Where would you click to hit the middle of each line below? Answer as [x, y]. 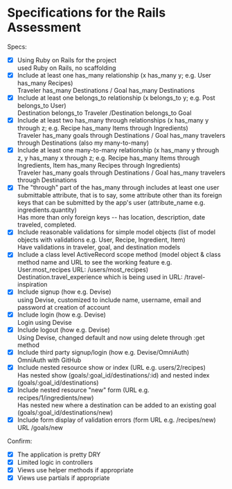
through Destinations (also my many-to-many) [83, 143]
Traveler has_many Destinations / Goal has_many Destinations [106, 91]
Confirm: [20, 441]
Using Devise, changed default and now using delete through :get [111, 337]
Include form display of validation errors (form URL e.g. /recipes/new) [116, 420]
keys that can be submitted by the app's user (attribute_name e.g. [111, 203]
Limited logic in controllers [55, 462]
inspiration [32, 285]
